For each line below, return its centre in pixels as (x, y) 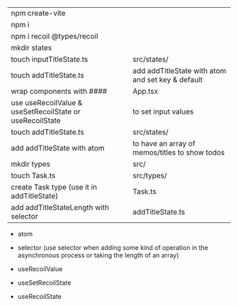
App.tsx (146, 91)
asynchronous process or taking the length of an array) (98, 255)
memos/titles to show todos (179, 152)
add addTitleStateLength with (60, 207)
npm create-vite (38, 13)
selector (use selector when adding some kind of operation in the (113, 247)
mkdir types (31, 164)
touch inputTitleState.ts (50, 59)
